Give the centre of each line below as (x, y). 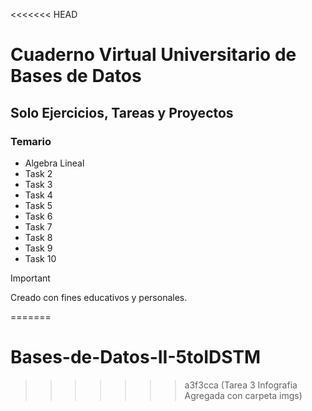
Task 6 (38, 216)
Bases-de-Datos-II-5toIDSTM (136, 357)
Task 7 (38, 226)
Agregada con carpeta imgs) (243, 395)
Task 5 (38, 205)
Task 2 (38, 173)
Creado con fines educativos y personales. (99, 297)
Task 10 (40, 258)
